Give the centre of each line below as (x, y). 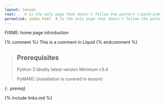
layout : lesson (20, 10)
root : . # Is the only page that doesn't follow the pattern (70, 14)
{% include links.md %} (29, 98)
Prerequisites (38, 58)
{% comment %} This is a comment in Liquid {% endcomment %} (71, 42)
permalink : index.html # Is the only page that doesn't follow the (76, 19)
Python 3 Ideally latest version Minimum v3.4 (62, 70)
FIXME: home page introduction (37, 33)
